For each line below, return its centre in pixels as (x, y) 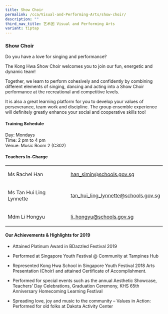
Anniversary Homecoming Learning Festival (57, 291)
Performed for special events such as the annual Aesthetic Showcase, (84, 281)
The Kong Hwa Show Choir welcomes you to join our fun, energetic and (79, 66)
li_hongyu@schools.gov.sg (102, 217)
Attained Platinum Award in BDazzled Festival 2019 (65, 246)
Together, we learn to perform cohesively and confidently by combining (79, 81)
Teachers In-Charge (26, 157)
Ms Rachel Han (25, 174)
